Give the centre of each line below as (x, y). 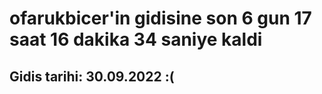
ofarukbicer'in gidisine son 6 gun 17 (160, 18)
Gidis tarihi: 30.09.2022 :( (92, 76)
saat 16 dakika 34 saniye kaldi (136, 39)
